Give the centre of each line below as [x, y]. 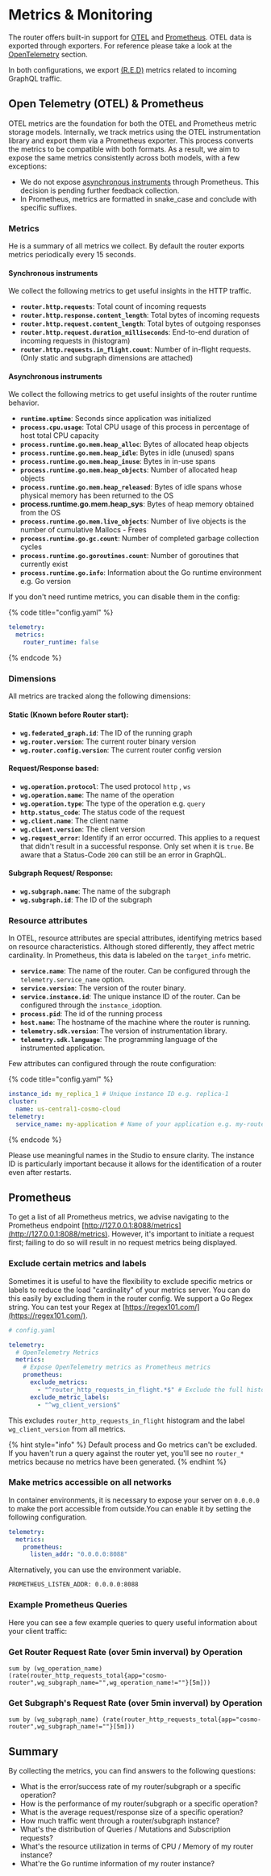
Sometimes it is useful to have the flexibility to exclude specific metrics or [131, 1281]
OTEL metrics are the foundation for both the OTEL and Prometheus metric [132, 123]
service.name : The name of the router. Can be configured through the [135, 971]
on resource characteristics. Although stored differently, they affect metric [132, 947]
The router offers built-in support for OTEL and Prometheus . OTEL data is [130, 37]
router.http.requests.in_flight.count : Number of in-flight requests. [135, 349]
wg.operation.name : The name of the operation [97, 794]
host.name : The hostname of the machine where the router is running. [135, 1023]
